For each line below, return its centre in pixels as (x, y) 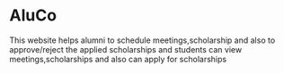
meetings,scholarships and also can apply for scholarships (118, 59)
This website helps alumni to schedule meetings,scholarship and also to (142, 40)
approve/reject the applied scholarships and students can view (126, 49)
